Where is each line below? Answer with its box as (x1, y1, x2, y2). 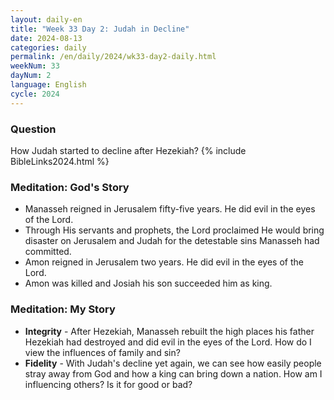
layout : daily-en (10, 14, 83, 25)
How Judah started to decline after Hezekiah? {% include (10, 144, 247, 156)
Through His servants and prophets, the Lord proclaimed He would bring (24, 224, 325, 236)
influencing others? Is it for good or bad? (24, 378, 193, 390)
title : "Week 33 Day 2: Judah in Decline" (10, 24, 190, 34)
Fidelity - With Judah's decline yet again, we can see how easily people (24, 357, 322, 369)
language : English (10, 80, 87, 90)
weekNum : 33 (10, 61, 60, 71)
